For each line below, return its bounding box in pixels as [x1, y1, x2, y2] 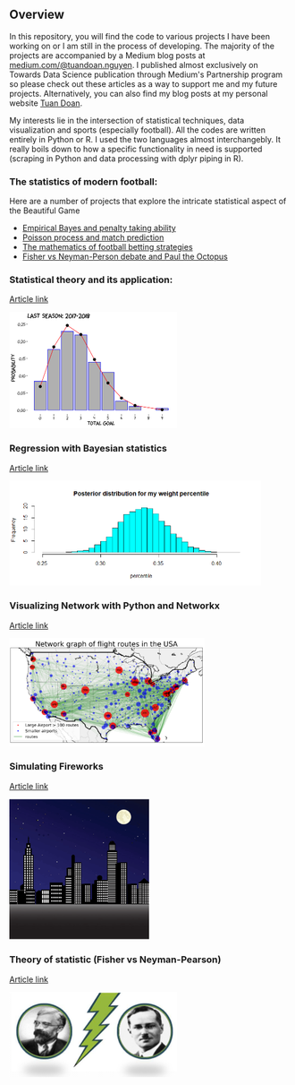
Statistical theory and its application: [9, 273, 173, 286]
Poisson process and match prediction [21, 232, 164, 243]
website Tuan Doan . [9, 98, 83, 108]
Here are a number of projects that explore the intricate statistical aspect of [9, 196, 287, 207]
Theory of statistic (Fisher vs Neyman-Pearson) [9, 953, 222, 966]
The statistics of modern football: [9, 175, 158, 187]
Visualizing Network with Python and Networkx [9, 599, 221, 612]
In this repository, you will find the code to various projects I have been [9, 30, 271, 41]
